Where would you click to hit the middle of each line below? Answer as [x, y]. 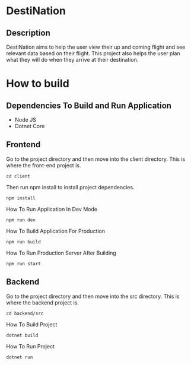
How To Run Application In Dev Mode [52, 209]
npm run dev [21, 220]
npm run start [24, 264]
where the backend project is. [42, 302]
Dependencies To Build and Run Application [89, 105]
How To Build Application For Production [56, 231]
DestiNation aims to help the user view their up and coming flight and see [96, 47]
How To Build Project [32, 324]
